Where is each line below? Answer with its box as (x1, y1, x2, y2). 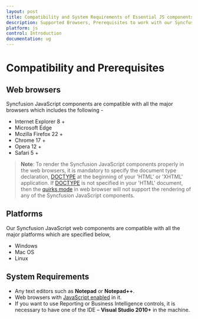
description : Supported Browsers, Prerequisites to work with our (6, 19, 173, 25)
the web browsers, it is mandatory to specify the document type (20, 167, 177, 174)
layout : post (6, 8, 38, 15)
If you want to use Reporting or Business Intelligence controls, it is (14, 300, 176, 307)
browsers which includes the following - (6, 107, 104, 114)
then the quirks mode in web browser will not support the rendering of (20, 186, 192, 192)
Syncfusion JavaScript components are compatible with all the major (6, 101, 173, 107)
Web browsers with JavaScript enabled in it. (14, 294, 122, 301)
